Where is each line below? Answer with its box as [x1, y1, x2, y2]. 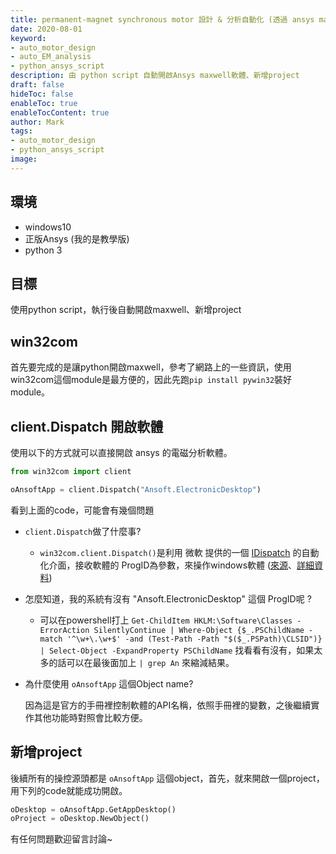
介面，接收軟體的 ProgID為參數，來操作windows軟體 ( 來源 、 [48, 559, 298, 571]
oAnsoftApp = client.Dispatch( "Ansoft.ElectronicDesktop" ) [10, 484, 262, 495]
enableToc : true [10, 98, 78, 108]
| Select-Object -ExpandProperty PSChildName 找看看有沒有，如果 [39, 644, 315, 656]
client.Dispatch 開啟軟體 [10, 418, 164, 435]
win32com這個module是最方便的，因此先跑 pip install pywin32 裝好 [10, 374, 293, 386]
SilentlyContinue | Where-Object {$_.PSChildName [93, 625, 305, 635]
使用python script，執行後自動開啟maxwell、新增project [10, 304, 242, 316]
